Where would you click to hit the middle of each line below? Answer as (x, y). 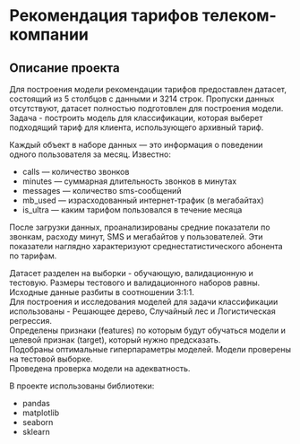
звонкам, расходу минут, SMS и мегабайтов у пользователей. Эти (136, 237)
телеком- (240, 16)
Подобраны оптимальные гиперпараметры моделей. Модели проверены (150, 349)
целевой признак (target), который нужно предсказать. (115, 340)
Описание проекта (64, 68)
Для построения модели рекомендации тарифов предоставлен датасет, (148, 89)
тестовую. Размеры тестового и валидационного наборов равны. (135, 283)
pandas (36, 403)
